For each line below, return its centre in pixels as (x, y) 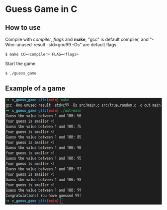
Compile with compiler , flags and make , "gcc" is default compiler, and (77, 39)
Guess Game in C (41, 9)
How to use (23, 28)
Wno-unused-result (25, 45)
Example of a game (35, 89)
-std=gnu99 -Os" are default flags (82, 45)
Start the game (20, 64)
